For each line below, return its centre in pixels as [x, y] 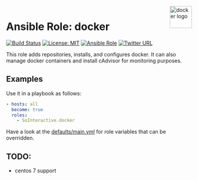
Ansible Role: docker [58, 27]
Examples [24, 79]
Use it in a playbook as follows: [44, 93]
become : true [27, 109]
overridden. [20, 138]
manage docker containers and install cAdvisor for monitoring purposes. [94, 61]
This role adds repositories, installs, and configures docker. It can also [91, 54]
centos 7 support [35, 171]
